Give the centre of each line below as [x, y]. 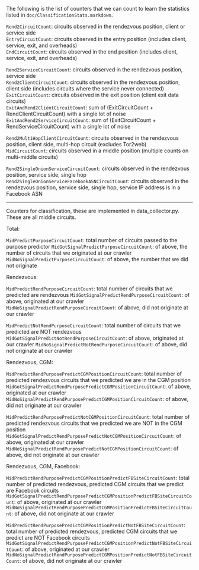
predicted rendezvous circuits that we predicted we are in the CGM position [98, 380]
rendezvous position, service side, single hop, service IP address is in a [93, 187]
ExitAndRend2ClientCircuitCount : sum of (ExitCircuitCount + [80, 107]
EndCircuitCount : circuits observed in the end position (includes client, [92, 52]
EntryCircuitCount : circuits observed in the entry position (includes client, [97, 39]
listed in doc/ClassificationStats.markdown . [60, 15]
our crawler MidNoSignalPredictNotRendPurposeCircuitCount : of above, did [97, 344]
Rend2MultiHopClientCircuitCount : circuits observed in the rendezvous [92, 138]
